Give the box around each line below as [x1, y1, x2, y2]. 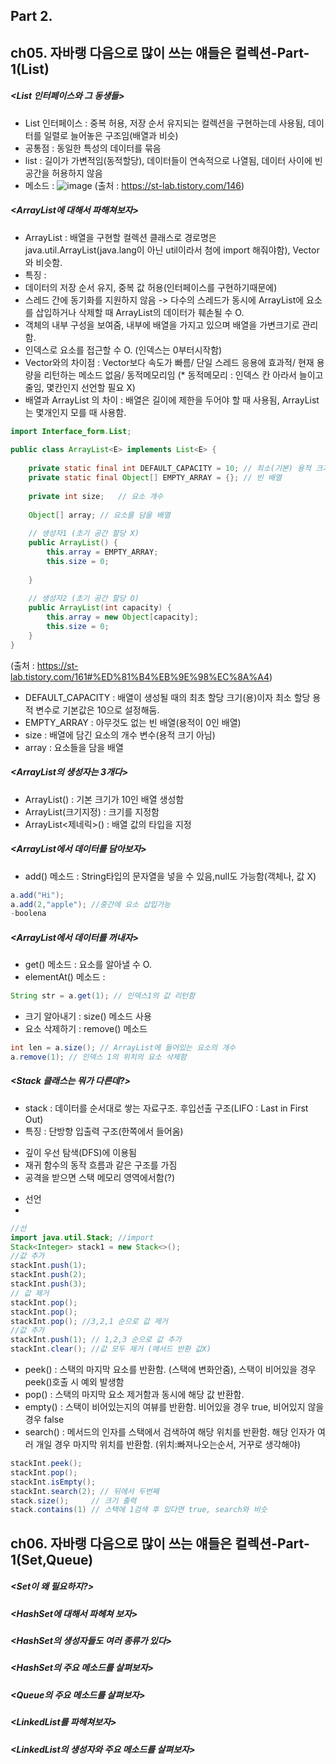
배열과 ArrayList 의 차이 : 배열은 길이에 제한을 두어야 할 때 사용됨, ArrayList [24, 394, 320, 406]
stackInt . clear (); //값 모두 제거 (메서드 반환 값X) [10, 1344, 212, 1354]
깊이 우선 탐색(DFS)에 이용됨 [24, 1146, 137, 1158]
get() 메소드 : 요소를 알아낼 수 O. [24, 959, 152, 971]
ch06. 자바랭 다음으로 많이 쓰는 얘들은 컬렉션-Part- [10, 1535, 310, 1552]
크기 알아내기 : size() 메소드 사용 [24, 1010, 152, 1023]
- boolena [10, 909, 47, 919]
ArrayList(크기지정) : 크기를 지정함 [24, 805, 160, 818]
